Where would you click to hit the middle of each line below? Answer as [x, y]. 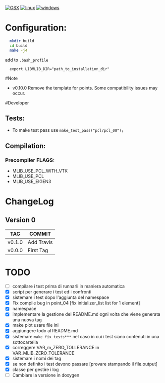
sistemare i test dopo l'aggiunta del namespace [61, 297]
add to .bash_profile [27, 60]
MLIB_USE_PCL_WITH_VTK [40, 171]
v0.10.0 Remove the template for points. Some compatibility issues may [85, 88]
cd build [19, 46]
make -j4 [19, 50]
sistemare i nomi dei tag [37, 358]
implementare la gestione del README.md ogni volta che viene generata [86, 314]
